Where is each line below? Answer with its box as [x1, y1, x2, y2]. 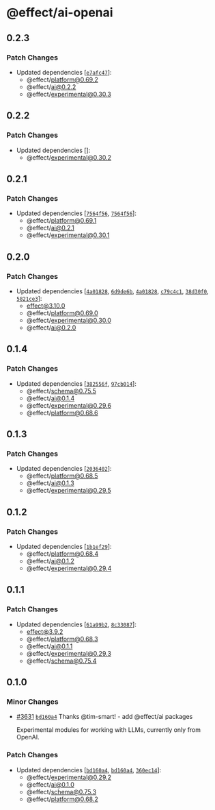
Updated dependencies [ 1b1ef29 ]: [16, 543, 112, 550]
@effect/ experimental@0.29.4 [26, 564, 112, 572]
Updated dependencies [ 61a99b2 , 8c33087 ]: [16, 620, 137, 628]
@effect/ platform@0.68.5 [26, 471, 98, 480]
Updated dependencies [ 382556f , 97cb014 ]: [16, 379, 137, 388]
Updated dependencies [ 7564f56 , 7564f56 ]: [16, 209, 137, 217]
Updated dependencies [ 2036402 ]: [16, 465, 112, 473]
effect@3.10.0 [26, 302, 66, 310]
